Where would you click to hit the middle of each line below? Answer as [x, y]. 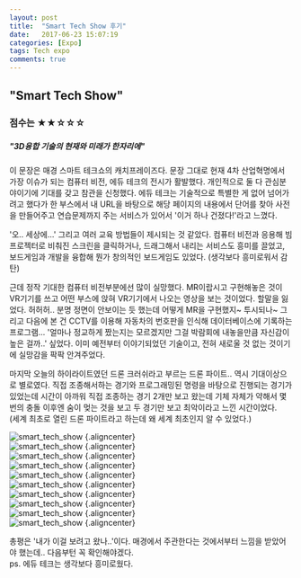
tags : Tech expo [40, 51]
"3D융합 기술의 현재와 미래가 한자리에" [77, 146]
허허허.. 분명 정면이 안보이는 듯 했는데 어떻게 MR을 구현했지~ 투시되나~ [153, 310]
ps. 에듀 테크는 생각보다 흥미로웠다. [71, 564]
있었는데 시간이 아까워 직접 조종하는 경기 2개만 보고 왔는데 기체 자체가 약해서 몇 [148, 396]
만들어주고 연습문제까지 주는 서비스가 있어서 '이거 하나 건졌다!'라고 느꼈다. [148, 216]
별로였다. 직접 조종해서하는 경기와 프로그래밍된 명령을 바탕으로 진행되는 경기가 [155, 385]
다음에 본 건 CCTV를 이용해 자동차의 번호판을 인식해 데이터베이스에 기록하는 [159, 321]
